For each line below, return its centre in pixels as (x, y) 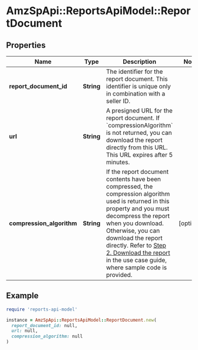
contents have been (133, 179)
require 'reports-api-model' (42, 309)
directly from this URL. (137, 147)
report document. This (137, 79)
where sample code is (136, 268)
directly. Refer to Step (136, 245)
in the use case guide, (136, 260)
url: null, (25, 331)
